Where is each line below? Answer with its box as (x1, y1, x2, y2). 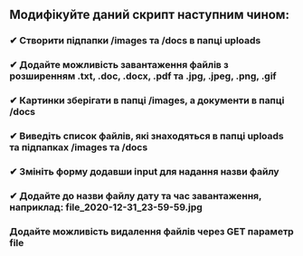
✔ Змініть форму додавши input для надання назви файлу (9, 166, 279, 177)
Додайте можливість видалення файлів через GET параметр (9, 225, 294, 238)
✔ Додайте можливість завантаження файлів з (9, 59, 229, 71)
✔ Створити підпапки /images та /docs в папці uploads (9, 34, 261, 47)
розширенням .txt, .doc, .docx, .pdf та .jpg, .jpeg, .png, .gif (9, 70, 278, 82)
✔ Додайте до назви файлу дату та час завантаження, (9, 189, 262, 202)
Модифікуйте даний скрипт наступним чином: (9, 7, 289, 23)
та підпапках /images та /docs (9, 141, 148, 154)
